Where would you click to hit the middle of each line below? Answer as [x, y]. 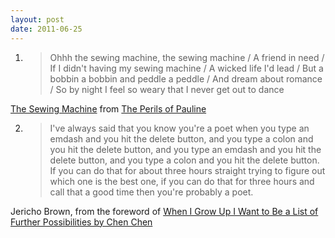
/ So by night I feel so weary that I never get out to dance [167, 89]
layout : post [37, 19]
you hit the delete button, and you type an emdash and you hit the [185, 149]
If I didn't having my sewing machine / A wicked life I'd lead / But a [186, 68]
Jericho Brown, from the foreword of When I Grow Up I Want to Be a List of [164, 211]
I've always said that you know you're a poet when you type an [179, 128]
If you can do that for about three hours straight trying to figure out [187, 170]
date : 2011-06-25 [46, 29]
